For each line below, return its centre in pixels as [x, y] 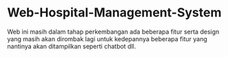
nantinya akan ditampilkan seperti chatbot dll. [72, 46]
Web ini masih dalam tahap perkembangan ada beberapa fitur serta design [113, 32]
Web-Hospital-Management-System [114, 13]
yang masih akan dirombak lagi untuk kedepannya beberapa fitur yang [107, 38]
